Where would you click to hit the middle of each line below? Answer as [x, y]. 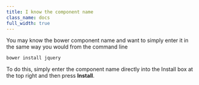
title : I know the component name [50, 12]
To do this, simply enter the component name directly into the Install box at [99, 69]
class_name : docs [28, 18]
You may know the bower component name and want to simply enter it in [98, 41]
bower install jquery [34, 58]
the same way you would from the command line [67, 47]
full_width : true [28, 23]
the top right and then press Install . [51, 76]
